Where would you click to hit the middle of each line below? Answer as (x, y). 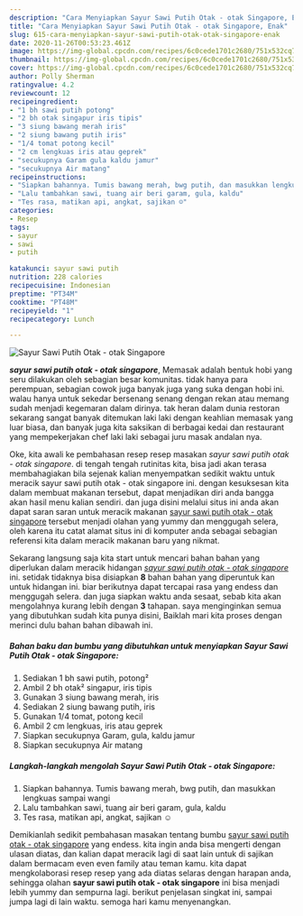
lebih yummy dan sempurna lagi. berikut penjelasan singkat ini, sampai (141, 893)
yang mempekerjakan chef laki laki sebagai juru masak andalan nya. (136, 437)
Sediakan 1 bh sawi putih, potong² (85, 678)
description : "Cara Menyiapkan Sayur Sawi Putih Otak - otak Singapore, (149, 18)
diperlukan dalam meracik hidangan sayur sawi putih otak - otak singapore (149, 568)
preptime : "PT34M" (44, 294)
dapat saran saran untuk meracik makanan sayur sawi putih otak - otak (141, 512)
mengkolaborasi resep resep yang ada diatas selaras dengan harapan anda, (150, 873)
